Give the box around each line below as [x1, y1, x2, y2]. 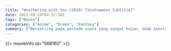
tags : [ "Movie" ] [5, 17, 40, 22]
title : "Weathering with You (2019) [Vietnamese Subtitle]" [5, 7, 136, 13]
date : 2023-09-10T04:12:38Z [5, 12, 65, 17]
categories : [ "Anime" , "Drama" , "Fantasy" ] [5, 21, 99, 27]
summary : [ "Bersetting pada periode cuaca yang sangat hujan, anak [5, 27, 152, 32]
